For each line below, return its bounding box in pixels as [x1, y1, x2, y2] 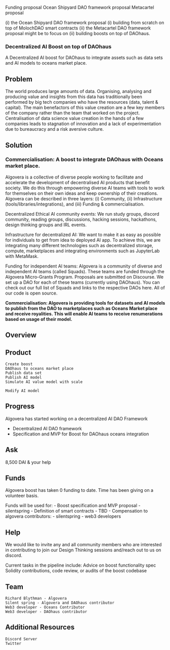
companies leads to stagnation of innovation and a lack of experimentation [5, 121, 161, 127]
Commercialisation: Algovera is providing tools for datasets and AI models [5, 300, 165, 306]
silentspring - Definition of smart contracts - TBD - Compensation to [5, 508, 148, 514]
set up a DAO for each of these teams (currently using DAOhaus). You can [5, 279, 160, 285]
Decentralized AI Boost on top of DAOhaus [5, 43, 112, 50]
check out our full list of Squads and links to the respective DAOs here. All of [5, 284, 165, 290]
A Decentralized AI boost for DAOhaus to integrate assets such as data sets [5, 54, 163, 61]
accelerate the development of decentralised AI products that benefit [5, 179, 150, 185]
